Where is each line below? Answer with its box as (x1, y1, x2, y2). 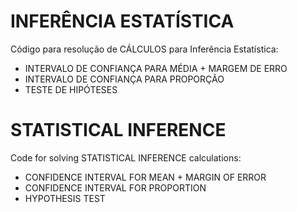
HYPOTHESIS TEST (24, 192, 106, 204)
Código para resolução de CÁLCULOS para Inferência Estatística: (10, 43, 279, 55)
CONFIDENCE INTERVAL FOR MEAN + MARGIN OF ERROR (24, 171, 267, 183)
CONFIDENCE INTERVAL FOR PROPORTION (24, 181, 207, 194)
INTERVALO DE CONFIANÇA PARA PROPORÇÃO (24, 73, 225, 85)
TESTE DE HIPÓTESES (24, 83, 118, 95)
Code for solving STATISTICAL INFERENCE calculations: (10, 151, 242, 164)
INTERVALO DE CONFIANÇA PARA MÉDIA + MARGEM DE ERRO (24, 62, 288, 74)
